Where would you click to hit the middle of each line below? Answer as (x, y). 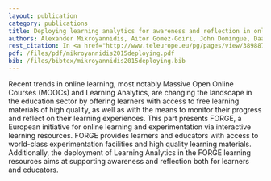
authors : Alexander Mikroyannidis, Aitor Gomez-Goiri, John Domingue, (129, 38)
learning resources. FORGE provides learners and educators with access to (133, 135)
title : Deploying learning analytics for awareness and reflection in (129, 31)
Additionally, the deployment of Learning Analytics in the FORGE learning (130, 152)
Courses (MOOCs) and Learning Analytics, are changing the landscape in (130, 92)
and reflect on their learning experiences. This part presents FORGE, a (125, 118)
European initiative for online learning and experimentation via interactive (130, 127)
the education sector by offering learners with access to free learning (124, 101)
